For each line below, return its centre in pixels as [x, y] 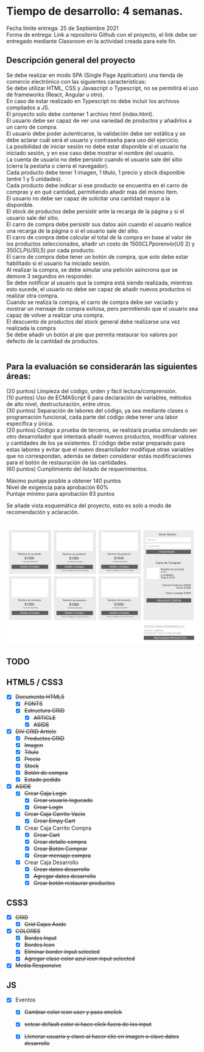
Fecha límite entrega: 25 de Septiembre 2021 [62, 28]
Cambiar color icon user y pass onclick [73, 1012]
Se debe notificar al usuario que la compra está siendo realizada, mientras [100, 283]
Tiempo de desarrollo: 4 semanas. [95, 11]
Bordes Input [40, 938]
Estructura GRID [44, 711]
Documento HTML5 [40, 697]
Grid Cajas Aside [45, 924]
